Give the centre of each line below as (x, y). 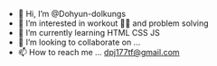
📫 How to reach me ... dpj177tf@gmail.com (99, 52)
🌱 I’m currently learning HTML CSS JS (89, 33)
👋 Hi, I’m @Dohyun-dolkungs (72, 14)
